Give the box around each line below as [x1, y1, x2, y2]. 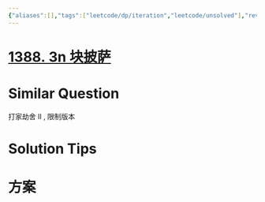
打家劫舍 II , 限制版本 [8, 111, 76, 121]
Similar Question [8, 84, 120, 103]
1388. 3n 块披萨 [8, 48, 112, 65]
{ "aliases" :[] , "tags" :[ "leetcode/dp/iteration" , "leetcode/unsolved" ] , [8, 11, 245, 20]
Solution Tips [8, 140, 97, 158]
